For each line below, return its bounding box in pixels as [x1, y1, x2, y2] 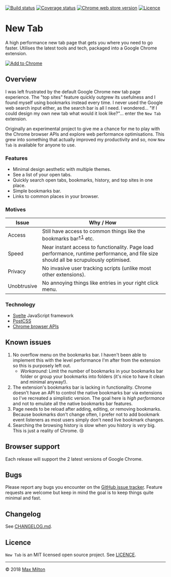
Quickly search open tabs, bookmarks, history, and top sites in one [12, 177, 153, 183]
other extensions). [42, 271, 85, 278]
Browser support [5, 442, 60, 451]
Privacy [8, 268, 26, 275]
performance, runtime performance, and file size [42, 250, 159, 257]
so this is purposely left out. [12, 362, 71, 368]
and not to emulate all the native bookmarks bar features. [12, 400, 133, 407]
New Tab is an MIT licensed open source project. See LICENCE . [5, 551, 136, 558]
